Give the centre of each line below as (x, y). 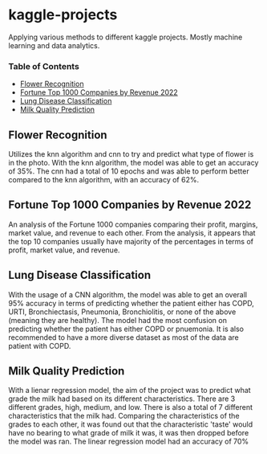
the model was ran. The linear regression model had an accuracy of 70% (129, 442)
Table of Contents (44, 66)
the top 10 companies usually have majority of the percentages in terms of (131, 241)
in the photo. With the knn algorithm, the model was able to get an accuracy (133, 163)
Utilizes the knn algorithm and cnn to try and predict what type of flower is (131, 154)
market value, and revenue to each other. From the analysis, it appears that (132, 233)
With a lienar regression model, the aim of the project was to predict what (129, 391)
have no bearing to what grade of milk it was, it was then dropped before (129, 433)
